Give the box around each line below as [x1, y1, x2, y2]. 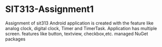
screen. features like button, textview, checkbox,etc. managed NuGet [5, 30, 148, 36]
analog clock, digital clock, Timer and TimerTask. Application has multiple [5, 25, 157, 31]
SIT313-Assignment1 [5, 3, 94, 15]
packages [5, 36, 26, 42]
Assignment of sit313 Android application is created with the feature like [5, 20, 154, 26]
